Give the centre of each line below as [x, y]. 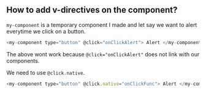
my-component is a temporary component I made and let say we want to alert [102, 24]
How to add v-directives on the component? [92, 10]
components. [23, 61]
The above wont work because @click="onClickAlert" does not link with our [103, 54]
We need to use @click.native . [45, 72]
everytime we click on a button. [46, 31]
